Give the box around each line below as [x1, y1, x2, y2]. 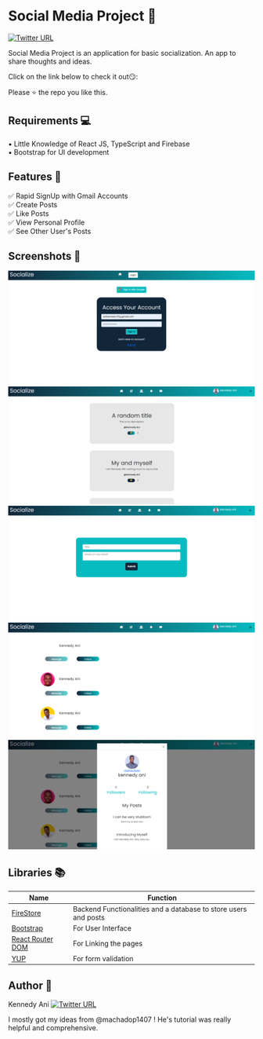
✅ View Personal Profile [8, 218, 85, 227]
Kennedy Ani [8, 999, 49, 1008]
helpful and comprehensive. [8, 1023, 99, 1032]
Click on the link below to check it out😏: [8, 71, 139, 81]
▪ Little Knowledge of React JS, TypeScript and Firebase [8, 139, 190, 148]
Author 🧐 [8, 979, 52, 992]
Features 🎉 [8, 170, 62, 184]
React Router [11, 935, 53, 944]
